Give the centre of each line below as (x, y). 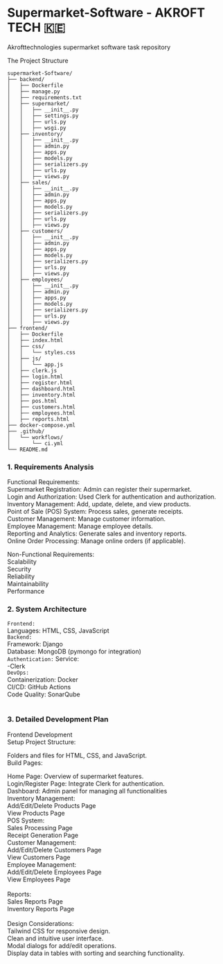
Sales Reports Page (35, 901)
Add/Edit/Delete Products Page (52, 805)
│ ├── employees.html (42, 413)
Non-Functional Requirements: (51, 554)
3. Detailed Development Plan (58, 719)
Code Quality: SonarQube (44, 694)
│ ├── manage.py (34, 92)
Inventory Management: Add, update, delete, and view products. (99, 504)
